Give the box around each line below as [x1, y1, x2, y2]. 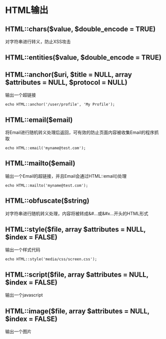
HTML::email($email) [5, 115, 73, 124]
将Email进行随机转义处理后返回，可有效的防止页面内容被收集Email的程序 [5, 129, 154, 135]
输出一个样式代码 [5, 247, 40, 253]
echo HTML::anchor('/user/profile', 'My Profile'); [5, 102, 115, 107]
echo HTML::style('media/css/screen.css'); [5, 257, 97, 262]
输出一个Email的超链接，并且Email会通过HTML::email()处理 [5, 173, 126, 179]
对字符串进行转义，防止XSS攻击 [5, 38, 71, 44]
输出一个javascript [5, 292, 43, 298]
